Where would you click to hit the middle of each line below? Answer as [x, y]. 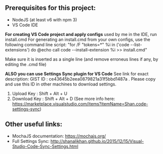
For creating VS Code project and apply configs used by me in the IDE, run [81, 34]
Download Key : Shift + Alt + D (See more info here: [63, 99]
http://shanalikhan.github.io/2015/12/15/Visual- [97, 141]
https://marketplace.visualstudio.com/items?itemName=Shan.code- [80, 103]
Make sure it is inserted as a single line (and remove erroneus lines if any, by [82, 59]
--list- [136, 44]
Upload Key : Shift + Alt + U [40, 93]
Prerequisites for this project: [50, 8]
